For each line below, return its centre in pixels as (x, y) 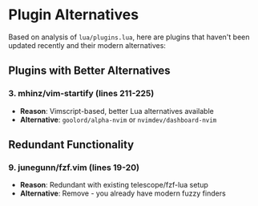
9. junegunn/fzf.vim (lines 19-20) (74, 168)
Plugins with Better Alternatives (89, 71)
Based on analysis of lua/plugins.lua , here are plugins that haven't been (129, 37)
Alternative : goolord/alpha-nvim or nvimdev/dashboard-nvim (118, 119)
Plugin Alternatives (73, 15)
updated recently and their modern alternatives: (87, 45)
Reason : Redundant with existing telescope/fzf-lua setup (114, 185)
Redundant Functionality (71, 145)
